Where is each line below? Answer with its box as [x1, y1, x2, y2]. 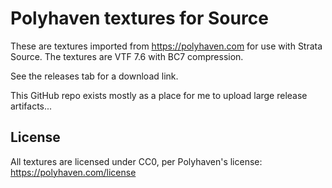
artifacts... [10, 100, 53, 112]
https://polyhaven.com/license [10, 166, 137, 178]
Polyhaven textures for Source [10, 7, 269, 30]
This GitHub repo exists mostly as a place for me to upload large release [10, 89, 308, 101]
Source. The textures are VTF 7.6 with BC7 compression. [10, 50, 244, 62]
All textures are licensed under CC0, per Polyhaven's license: [10, 155, 263, 167]
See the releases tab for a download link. [10, 70, 179, 82]
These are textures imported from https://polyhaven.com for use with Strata [10, 40, 323, 52]
